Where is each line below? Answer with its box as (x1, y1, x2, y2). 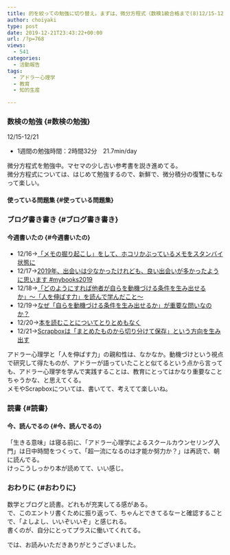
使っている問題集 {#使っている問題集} (7, 196, 115, 204)
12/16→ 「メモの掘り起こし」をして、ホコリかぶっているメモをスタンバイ (16, 250, 223, 258)
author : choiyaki (7, 17, 57, 23)
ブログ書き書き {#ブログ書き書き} (7, 215, 119, 224)
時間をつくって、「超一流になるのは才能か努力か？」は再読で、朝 (36, 447, 220, 455)
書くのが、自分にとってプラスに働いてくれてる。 (7, 525, 145, 534)
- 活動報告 (13, 61, 41, 68)
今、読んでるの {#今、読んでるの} (7, 422, 102, 430)
